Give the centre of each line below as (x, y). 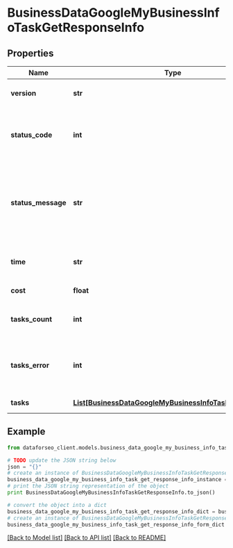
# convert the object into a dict (57, 505)
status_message (39, 203)
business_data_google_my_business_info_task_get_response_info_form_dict (116, 524)
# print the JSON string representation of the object (88, 486)
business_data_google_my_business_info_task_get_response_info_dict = (111, 511)
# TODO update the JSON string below (62, 460)
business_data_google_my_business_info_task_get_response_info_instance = (118, 480)
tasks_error (30, 365)
